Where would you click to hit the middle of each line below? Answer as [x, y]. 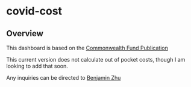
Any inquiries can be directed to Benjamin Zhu [64, 78]
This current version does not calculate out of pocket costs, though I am [96, 60]
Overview [25, 34]
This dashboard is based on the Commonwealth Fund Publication [87, 48]
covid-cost [34, 11]
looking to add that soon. [37, 66]
